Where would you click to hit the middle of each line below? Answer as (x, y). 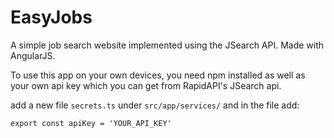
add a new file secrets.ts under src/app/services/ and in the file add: (155, 105)
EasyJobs (51, 17)
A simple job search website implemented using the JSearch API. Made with (167, 45)
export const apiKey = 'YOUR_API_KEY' (91, 123)
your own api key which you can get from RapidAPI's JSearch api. (146, 85)
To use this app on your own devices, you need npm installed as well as (158, 75)
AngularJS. (33, 55)
